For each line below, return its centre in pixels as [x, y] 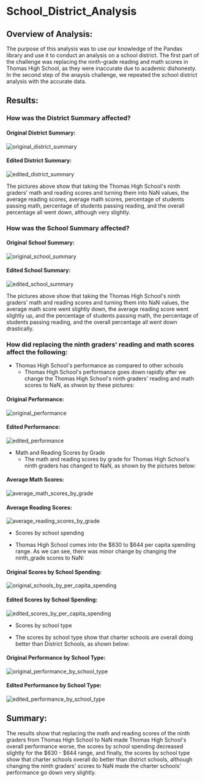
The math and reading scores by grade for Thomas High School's [107, 459]
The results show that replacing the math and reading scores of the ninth [98, 733]
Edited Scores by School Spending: [52, 600]
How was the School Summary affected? [68, 228]
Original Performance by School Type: [56, 658]
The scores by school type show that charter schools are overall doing [104, 637]
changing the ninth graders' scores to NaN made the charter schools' [94, 765]
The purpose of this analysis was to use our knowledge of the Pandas [94, 49]
